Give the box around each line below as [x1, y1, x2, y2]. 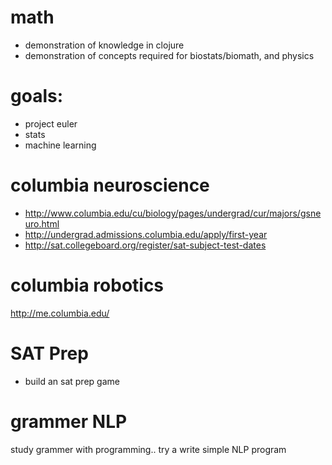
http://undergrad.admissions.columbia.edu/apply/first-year [24, 228, 268, 240]
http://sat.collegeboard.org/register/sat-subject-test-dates [24, 239, 267, 251]
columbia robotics [10, 274, 165, 296]
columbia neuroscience [10, 174, 210, 197]
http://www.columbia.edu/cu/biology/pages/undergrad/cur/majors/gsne [24, 207, 322, 219]
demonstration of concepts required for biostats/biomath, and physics [24, 49, 315, 61]
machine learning [24, 139, 97, 151]
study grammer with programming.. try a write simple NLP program [10, 443, 287, 455]
